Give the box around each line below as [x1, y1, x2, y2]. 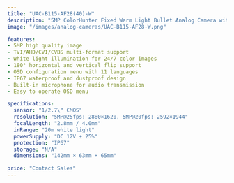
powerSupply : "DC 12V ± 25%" [13, 133, 98, 140]
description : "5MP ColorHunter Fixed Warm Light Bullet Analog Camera [7, 17, 217, 24]
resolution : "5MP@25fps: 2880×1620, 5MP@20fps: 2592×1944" [13, 113, 189, 121]
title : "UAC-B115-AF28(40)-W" [7, 10, 95, 17]
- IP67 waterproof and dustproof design [7, 75, 127, 82]
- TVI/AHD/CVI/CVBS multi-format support [7, 49, 130, 56]
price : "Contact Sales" [7, 165, 77, 172]
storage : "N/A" [13, 146, 58, 153]
